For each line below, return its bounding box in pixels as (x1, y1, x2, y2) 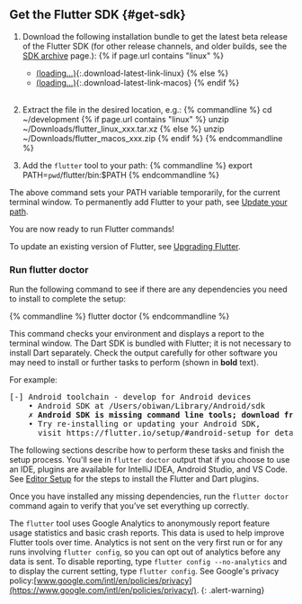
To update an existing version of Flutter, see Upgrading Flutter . (9, 240, 241, 251)
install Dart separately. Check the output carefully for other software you (9, 347, 278, 358)
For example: (9, 374, 58, 385)
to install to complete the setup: (9, 293, 127, 304)
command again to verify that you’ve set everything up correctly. (9, 500, 250, 511)
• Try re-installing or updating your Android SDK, (28, 419, 261, 429)
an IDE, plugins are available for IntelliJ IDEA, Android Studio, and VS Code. (9, 464, 288, 475)
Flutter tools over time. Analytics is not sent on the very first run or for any (9, 537, 283, 548)
